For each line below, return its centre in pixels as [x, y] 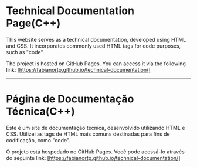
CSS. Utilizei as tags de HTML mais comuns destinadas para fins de [88, 134]
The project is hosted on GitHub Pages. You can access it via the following [96, 64]
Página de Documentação [70, 99]
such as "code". [25, 52]
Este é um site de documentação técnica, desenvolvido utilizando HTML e [96, 128]
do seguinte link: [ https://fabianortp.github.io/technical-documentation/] [93, 158]
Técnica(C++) [40, 111]
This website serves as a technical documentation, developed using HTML [96, 39]
